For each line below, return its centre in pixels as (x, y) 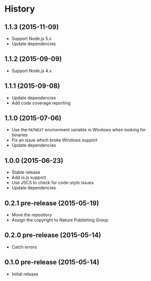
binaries (20, 135)
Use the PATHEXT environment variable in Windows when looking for (79, 130)
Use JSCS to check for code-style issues (53, 183)
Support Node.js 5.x (31, 38)
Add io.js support (29, 177)
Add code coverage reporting (41, 103)
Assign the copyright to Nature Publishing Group (60, 220)
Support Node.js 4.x (31, 70)
